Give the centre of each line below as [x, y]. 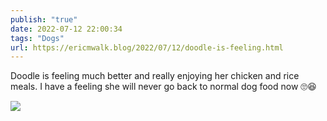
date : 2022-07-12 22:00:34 [66, 29]
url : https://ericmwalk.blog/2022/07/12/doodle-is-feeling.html [147, 47]
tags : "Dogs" [37, 38]
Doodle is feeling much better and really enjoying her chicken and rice [155, 76]
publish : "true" [44, 19]
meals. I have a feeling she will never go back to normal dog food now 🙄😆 [163, 87]
